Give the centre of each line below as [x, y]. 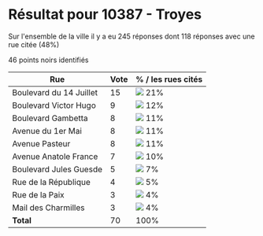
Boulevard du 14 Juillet [55, 92]
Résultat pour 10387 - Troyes [105, 15]
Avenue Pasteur [41, 143]
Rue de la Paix [38, 194]
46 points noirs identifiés [48, 60]
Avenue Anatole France [55, 157]
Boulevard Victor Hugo [54, 105]
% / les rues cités [169, 79]
